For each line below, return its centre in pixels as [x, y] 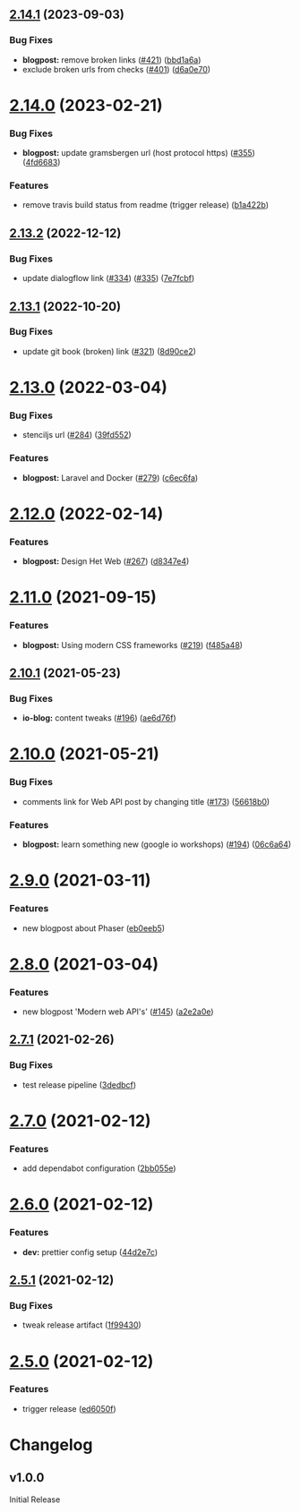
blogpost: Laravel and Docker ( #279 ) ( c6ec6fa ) [110, 477]
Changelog [51, 1445]
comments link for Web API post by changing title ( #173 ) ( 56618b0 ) [146, 801]
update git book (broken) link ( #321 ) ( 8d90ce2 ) [109, 351]
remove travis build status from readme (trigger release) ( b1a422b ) [145, 205]
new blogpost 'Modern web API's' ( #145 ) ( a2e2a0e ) [118, 1012]
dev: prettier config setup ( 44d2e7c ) [90, 1251]
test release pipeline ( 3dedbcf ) [79, 1085]
